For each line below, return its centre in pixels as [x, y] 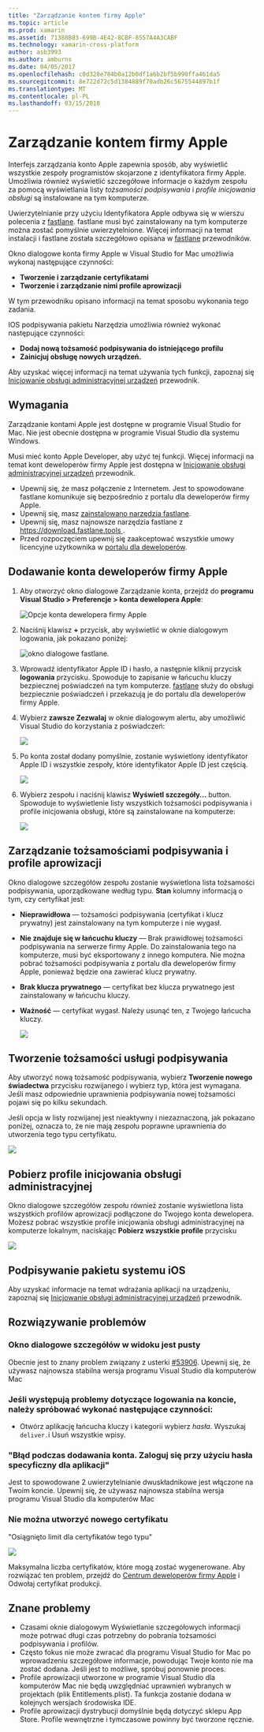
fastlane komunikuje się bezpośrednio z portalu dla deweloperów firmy [134, 496]
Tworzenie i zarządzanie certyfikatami [84, 278]
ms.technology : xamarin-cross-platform [74, 45]
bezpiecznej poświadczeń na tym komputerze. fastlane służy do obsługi [137, 685]
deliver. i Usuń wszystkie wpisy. [73, 1435]
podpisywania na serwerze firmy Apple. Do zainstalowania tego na [128, 946]
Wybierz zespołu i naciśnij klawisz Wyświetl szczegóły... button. [125, 795]
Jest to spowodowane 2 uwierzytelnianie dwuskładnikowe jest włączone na [131, 1482]
